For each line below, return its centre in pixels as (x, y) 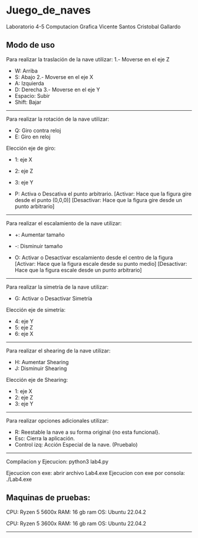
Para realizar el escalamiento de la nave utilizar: (64, 223)
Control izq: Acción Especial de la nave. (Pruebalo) (76, 444)
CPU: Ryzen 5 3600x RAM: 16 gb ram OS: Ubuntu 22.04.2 (76, 523)
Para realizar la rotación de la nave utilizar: (58, 119)
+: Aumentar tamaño (39, 235)
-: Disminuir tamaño (39, 246)
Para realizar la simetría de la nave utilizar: (57, 287)
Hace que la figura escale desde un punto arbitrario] (78, 270)
